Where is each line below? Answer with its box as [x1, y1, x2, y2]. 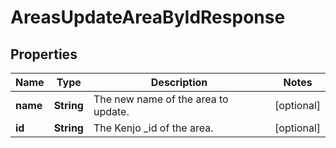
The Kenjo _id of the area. [93, 121, 214, 135]
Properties [10, 46, 78, 63]
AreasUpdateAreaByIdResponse [10, 6, 286, 29]
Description [150, 76, 208, 89]
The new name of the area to [93, 92, 229, 106]
